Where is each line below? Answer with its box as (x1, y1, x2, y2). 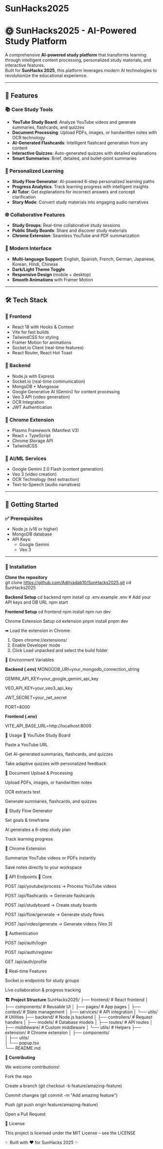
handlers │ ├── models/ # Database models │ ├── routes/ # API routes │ (5, 1019, 153, 1025)
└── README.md (5, 1045, 41, 1051)
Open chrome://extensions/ (12, 637, 67, 643)
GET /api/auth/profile (5, 959, 47, 964)
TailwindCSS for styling (12, 334, 59, 340)
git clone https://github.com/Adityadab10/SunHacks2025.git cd (5, 580, 131, 586)
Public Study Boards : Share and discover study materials (12, 227, 127, 234)
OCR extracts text (5, 789, 40, 795)
